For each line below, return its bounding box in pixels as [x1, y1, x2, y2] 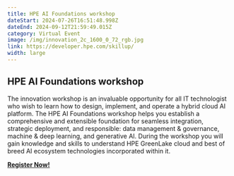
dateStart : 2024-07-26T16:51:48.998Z [7, 17, 119, 24]
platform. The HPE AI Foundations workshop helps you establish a [7, 109, 200, 118]
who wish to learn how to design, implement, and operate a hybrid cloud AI [7, 101, 226, 110]
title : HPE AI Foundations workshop [7, 10, 115, 18]
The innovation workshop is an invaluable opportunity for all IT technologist [7, 94, 228, 103]
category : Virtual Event [7, 30, 81, 37]
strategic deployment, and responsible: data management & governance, [7, 124, 220, 132]
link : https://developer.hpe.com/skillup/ [7, 43, 134, 50]
